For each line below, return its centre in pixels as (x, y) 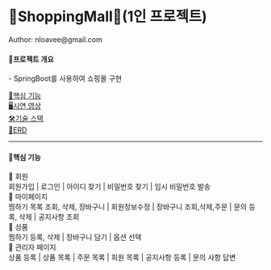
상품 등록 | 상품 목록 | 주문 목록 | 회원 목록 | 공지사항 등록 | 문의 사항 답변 (122, 257)
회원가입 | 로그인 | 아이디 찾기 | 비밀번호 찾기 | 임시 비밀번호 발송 (110, 187)
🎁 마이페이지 (28, 197)
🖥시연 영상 (25, 106)
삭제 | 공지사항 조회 (49, 217)
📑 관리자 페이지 (32, 247)
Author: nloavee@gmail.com (55, 39)
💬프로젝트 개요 (31, 59)
